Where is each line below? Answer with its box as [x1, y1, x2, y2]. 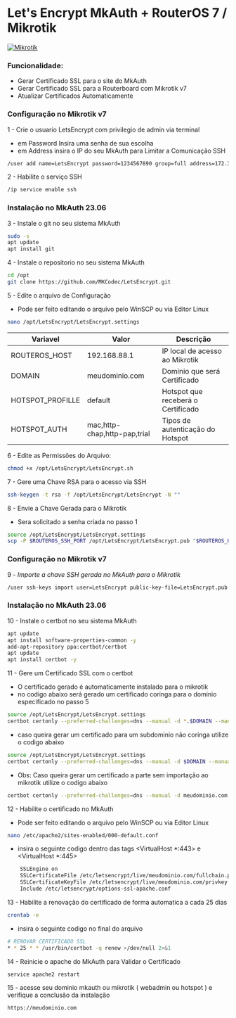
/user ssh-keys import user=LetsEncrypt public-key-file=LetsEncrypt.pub [7, 584, 228, 591]
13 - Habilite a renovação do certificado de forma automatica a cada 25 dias [7, 898, 228, 906]
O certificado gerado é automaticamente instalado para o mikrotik [17, 682, 209, 691]
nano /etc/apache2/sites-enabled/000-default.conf [7, 832, 159, 839]
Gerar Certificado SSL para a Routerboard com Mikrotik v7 [17, 84, 188, 93]
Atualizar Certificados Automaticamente [17, 91, 133, 100]
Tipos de [162, 415, 191, 425]
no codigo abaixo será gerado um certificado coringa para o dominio [17, 690, 217, 699]
